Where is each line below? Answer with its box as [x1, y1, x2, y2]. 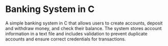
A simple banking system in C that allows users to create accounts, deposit [5, 20, 163, 26]
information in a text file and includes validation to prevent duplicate [5, 30, 148, 36]
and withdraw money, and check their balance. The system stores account [5, 25, 162, 31]
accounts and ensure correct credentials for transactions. [5, 36, 126, 42]
